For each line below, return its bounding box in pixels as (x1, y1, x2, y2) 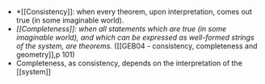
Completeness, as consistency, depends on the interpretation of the (15, 58, 242, 68)
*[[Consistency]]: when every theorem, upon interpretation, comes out (15, 7, 253, 16)
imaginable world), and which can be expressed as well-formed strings (15, 32, 254, 42)
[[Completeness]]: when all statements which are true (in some (15, 24, 227, 33)
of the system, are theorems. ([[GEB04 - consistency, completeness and (15, 41, 258, 51)
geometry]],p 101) (15, 50, 75, 59)
